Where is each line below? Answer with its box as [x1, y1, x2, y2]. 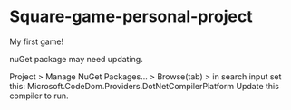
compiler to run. [9, 90, 70, 101]
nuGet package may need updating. [9, 53, 143, 64]
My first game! [9, 36, 64, 47]
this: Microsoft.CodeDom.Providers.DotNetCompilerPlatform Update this [9, 80, 279, 91]
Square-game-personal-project [9, 6, 253, 27]
